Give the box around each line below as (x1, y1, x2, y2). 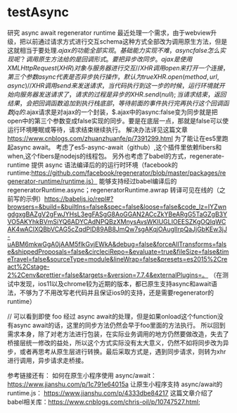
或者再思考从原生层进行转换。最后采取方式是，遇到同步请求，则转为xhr (19, 347, 226, 356)
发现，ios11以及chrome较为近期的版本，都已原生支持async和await (19, 279, 212, 288)
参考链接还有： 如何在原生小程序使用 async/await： (7, 371, 157, 379)
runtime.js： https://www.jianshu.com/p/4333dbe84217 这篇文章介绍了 (7, 388, 214, 397)
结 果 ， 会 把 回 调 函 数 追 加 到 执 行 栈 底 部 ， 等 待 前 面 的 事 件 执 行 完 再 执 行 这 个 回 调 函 (7, 99, 229, 107)
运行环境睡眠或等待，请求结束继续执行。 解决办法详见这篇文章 (7, 125, 188, 134)
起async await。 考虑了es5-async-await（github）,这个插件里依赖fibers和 (7, 142, 222, 152)
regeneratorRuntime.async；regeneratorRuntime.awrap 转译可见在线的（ (7, 185, 220, 194)
